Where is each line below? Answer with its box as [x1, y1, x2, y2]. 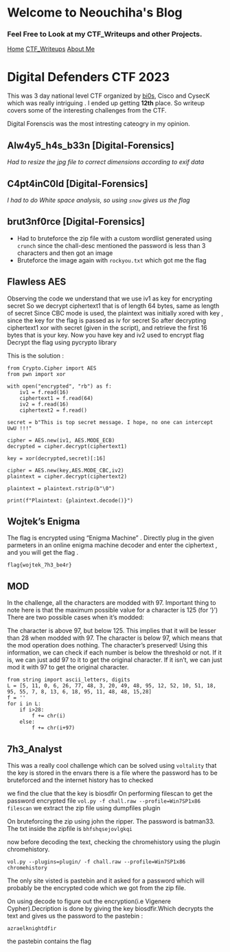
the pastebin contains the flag [7, 937, 91, 946]
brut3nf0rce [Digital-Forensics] [7, 216, 146, 228]
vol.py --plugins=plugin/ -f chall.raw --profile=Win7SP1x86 [7, 859, 186, 865]
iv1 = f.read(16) [19, 388, 69, 396]
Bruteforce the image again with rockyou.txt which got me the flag [16, 256, 207, 264]
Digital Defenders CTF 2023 [7, 69, 170, 85]
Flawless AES [7, 276, 67, 288]
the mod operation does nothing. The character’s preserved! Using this [7, 641, 208, 650]
